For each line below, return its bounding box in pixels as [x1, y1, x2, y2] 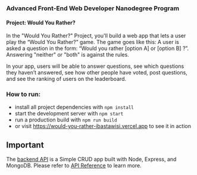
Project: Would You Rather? [6, 19, 76, 26]
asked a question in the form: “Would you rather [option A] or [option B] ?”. [6, 45, 189, 52]
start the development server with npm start [14, 110, 124, 117]
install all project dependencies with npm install [14, 104, 134, 111]
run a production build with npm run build [14, 116, 117, 123]
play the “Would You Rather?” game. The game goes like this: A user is [6, 39, 180, 46]
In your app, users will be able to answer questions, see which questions [6, 62, 185, 70]
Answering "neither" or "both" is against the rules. [6, 51, 129, 58]
